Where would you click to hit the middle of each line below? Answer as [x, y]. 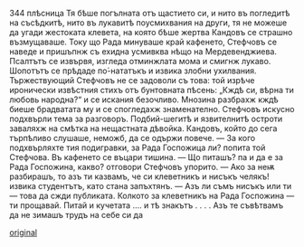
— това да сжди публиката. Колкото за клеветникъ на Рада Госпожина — [152, 195]
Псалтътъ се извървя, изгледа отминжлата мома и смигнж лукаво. [140, 61]
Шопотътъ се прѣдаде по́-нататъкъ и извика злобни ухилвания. [133, 71]
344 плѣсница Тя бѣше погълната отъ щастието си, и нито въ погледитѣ [150, 13]
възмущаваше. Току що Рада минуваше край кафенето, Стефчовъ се [143, 42]
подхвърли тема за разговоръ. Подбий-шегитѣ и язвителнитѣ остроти [146, 119]
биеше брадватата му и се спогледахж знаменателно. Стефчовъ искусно [152, 109]
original [24, 233]
